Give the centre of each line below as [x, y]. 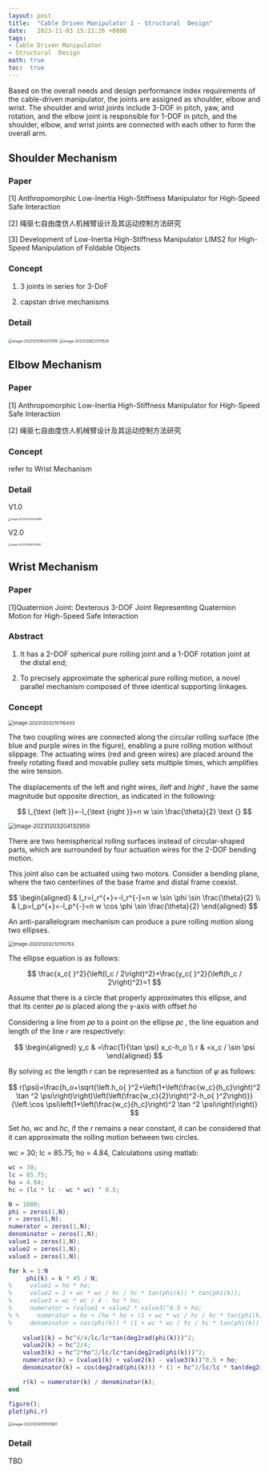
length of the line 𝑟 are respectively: [67, 1031]
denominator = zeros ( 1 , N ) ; [53, 1234]
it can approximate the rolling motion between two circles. [104, 1137]
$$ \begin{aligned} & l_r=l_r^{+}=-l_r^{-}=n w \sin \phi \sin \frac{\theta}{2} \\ [134, 898]
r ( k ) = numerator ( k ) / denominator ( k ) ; [89, 1382]
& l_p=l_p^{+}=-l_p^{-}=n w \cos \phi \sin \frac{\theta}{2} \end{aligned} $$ [134, 906]
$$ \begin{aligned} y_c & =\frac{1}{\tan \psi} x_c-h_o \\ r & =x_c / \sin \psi [134, 1047]
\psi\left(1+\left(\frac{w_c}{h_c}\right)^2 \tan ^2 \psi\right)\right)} [151, 1105]
